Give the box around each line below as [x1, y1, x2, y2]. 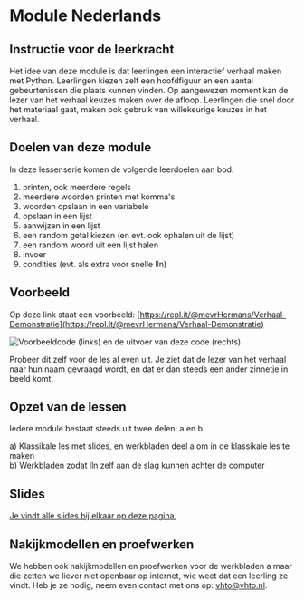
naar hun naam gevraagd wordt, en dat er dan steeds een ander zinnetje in [9, 363, 289, 374]
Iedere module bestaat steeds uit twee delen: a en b [9, 423, 204, 434]
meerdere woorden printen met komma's [22, 191, 176, 202]
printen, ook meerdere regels [22, 181, 131, 192]
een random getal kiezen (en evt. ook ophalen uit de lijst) [22, 229, 235, 240]
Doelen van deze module [9, 140, 152, 155]
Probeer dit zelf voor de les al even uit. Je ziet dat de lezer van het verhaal [9, 353, 287, 364]
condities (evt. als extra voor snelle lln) [22, 258, 167, 269]
